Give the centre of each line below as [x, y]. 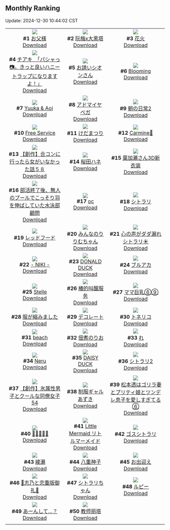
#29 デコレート [85, 317]
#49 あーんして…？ [35, 511]
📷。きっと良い [27, 67]
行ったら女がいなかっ [35, 162]
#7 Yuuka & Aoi [35, 108]
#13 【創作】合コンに [35, 154]
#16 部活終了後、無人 [35, 190]
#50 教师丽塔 [85, 511]
